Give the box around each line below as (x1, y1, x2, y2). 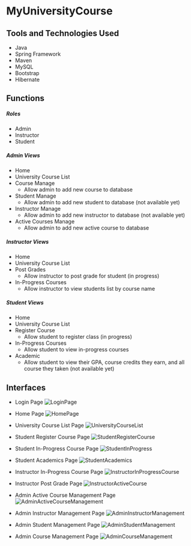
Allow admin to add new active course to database (23, 224, 149, 232)
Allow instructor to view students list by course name (23, 285, 155, 293)
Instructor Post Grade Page (14, 480, 83, 487)
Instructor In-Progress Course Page (14, 469, 103, 476)
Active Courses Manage (14, 218, 75, 225)
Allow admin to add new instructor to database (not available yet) (23, 211, 185, 219)
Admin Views (6, 151, 40, 159)
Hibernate (14, 76, 40, 83)
